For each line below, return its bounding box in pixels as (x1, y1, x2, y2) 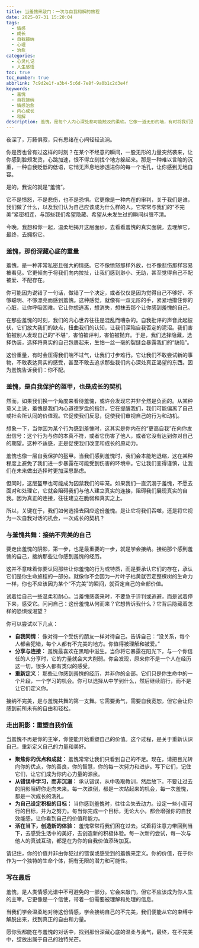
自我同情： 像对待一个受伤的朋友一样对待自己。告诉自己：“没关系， (14, 633, 179, 640)
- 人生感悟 (11, 63, 35, 70)
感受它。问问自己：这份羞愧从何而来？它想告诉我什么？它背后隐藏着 (21, 600, 188, 607)
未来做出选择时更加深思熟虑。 (16, 467, 89, 474)
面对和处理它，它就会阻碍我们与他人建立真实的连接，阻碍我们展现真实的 (6, 487, 182, 494)
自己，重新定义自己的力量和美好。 (6, 743, 89, 750)
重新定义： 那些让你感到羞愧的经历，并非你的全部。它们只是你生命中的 (14, 670, 188, 677)
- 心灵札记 (11, 58, 35, 64)
